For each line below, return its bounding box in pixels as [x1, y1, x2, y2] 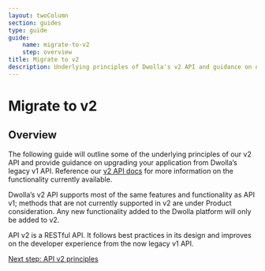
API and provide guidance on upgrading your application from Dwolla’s [8, 157, 238, 167]
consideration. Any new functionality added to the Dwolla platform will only [8, 206, 252, 216]
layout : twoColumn [8, 11, 69, 20]
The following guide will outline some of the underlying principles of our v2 [8, 149, 252, 159]
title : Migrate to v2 [8, 56, 80, 64]
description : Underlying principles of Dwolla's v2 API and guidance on [8, 63, 252, 71]
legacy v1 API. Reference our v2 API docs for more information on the [8, 166, 234, 175]
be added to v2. [8, 215, 60, 224]
